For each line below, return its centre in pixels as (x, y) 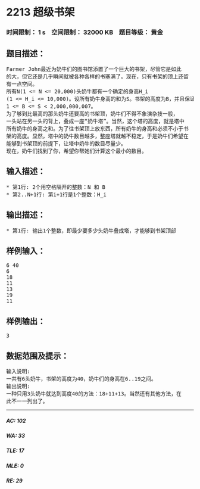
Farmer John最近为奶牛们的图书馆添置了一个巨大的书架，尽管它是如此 (94, 69)
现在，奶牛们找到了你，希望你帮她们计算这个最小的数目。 (76, 151)
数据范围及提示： (37, 356)
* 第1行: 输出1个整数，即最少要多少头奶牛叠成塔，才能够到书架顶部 (91, 231)
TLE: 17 (15, 451)
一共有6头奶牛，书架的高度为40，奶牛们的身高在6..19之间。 (81, 379)
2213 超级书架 (41, 12)
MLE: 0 (15, 466)
